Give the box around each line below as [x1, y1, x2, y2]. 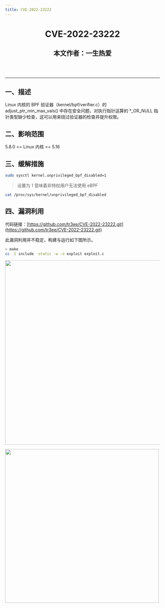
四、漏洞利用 [5, 207, 44, 215]
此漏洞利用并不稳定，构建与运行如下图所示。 [5, 237, 96, 243]
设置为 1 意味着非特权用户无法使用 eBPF [17, 182, 98, 188]
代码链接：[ [5, 221, 28, 227]
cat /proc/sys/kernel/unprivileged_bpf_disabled [5, 192, 107, 197]
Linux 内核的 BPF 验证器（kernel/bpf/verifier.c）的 [5, 102, 107, 108]
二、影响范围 [5, 130, 44, 138]
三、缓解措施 [5, 159, 44, 168]
